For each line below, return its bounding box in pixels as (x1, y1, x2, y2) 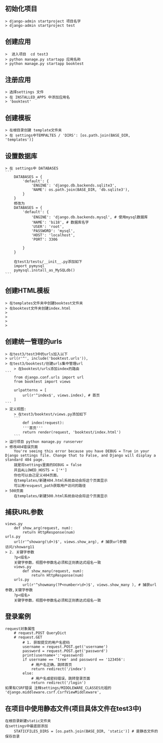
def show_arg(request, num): (14, 525, 73, 531)
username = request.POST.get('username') (22, 644, 108, 649)
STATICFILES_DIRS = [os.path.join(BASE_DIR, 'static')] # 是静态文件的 (14, 729, 158, 734)
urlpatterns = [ (14, 388, 47, 392)
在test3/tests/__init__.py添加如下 (14, 259, 82, 265)
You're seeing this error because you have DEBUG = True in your (14, 449, 150, 454)
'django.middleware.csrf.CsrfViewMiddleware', (5, 690, 102, 695)
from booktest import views (14, 379, 71, 384)
